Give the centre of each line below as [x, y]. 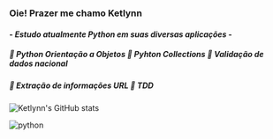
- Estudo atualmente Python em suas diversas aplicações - [121, 34]
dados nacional [38, 63]
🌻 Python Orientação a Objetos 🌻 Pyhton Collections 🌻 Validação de [136, 55]
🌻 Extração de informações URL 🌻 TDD [82, 85]
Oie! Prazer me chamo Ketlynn [76, 13]
